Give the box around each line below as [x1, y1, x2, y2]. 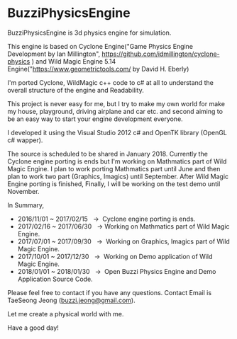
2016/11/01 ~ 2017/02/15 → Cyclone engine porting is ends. [17, 214, 196, 223]
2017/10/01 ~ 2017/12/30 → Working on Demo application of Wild [17, 252, 213, 260]
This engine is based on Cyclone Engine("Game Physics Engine [7, 42, 194, 50]
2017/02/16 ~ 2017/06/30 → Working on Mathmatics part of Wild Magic [17, 222, 230, 231]
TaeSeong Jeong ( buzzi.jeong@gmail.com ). [7, 296, 136, 304]
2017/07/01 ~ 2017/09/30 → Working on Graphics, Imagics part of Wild [17, 237, 231, 246]
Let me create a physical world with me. [7, 309, 124, 318]
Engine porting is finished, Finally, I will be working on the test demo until [7, 179, 221, 188]
